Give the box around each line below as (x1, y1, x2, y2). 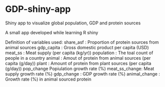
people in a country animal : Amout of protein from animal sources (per (5, 55, 151, 61)
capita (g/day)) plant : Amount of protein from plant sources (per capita (5, 60, 152, 66)
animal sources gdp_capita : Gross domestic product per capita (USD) (5, 44, 149, 50)
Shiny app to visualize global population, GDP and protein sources (5, 20, 141, 26)
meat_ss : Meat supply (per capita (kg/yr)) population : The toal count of (5, 50, 154, 56)
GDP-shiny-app (5, 3, 71, 15)
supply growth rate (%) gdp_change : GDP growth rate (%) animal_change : (5, 71, 161, 77)
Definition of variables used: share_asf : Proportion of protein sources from (5, 39, 159, 45)
